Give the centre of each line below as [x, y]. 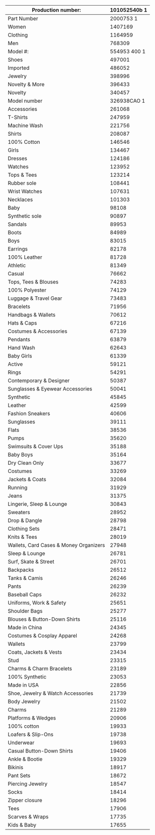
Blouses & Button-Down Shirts [44, 619]
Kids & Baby [22, 825]
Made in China [25, 627]
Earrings [18, 249]
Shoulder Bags [25, 611]
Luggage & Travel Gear [35, 298]
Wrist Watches [25, 191]
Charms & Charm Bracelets [40, 669]
